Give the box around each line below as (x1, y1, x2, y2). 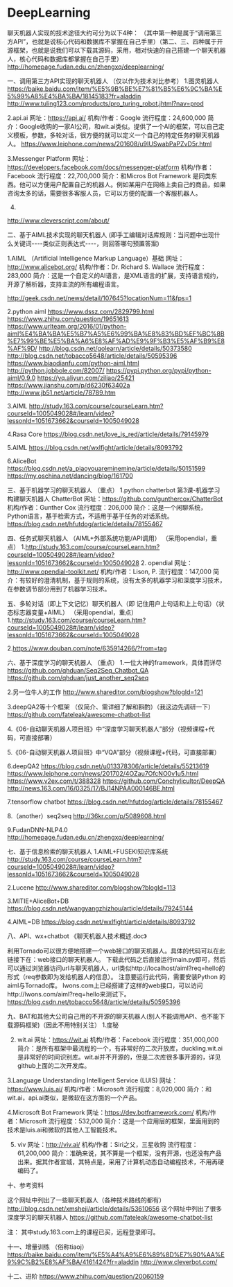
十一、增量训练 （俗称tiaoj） (7, 1243, 88, 1251)
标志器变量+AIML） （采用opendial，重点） (12, 608, 137, 616)
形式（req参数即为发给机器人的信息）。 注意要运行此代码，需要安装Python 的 (7, 972, 226, 981)
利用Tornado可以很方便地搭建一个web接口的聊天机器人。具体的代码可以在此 (7, 947, 225, 955)
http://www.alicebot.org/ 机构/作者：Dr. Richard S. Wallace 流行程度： (7, 262, 207, 271)
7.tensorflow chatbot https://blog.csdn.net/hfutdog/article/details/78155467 (7, 797, 223, 806)
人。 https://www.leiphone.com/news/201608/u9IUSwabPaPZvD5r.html (7, 139, 212, 148)
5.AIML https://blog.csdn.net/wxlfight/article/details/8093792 (7, 443, 183, 451)
